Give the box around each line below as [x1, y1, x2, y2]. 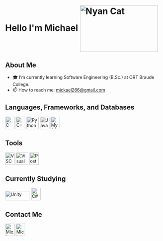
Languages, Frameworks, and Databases [5, 103, 135, 112]
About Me [5, 61, 36, 69]
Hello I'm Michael [5, 22, 79, 33]
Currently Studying [5, 174, 66, 183]
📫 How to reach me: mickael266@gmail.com [12, 87, 105, 93]
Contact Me [5, 210, 42, 219]
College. [12, 81, 30, 87]
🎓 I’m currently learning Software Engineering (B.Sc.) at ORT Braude [12, 75, 155, 80]
